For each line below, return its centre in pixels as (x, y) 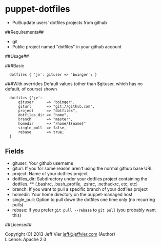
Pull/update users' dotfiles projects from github (60, 22)
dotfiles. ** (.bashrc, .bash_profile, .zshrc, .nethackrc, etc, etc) (75, 184)
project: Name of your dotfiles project (50, 173)
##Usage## (17, 56)
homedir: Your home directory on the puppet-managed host (72, 194)
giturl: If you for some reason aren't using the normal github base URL (82, 168)
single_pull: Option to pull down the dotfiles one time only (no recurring (83, 200)
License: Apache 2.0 (26, 239)
